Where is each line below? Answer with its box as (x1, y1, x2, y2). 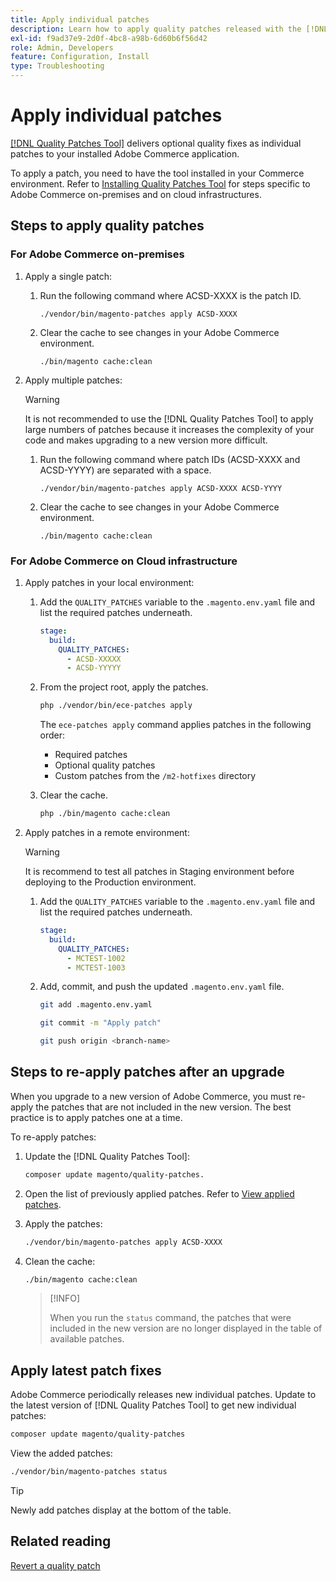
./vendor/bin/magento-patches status (10, 1467, 168, 1477)
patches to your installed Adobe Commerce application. (10, 147, 240, 160)
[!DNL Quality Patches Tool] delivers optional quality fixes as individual (10, 137, 302, 149)
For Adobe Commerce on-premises (10, 247, 185, 261)
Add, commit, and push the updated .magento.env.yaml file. (39, 981, 285, 993)
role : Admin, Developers (10, 42, 114, 53)
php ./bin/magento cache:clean (39, 809, 171, 819)
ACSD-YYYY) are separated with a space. (39, 464, 212, 476)
